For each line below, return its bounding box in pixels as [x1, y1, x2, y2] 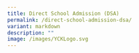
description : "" [7, 29, 54, 36]
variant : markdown [7, 23, 60, 30]
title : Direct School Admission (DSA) [7, 10, 120, 17]
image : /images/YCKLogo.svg [7, 36, 89, 43]
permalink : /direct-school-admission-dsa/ [7, 17, 132, 23]
